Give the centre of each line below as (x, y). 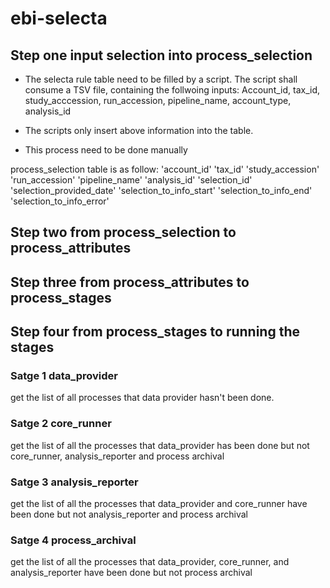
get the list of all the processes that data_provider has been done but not (160, 445)
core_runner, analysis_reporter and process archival (117, 456)
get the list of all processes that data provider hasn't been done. (142, 398)
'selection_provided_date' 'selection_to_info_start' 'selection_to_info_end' (161, 190)
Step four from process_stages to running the (155, 332)
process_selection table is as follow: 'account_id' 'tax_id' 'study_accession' (165, 169)
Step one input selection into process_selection (161, 55)
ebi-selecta (59, 18)
